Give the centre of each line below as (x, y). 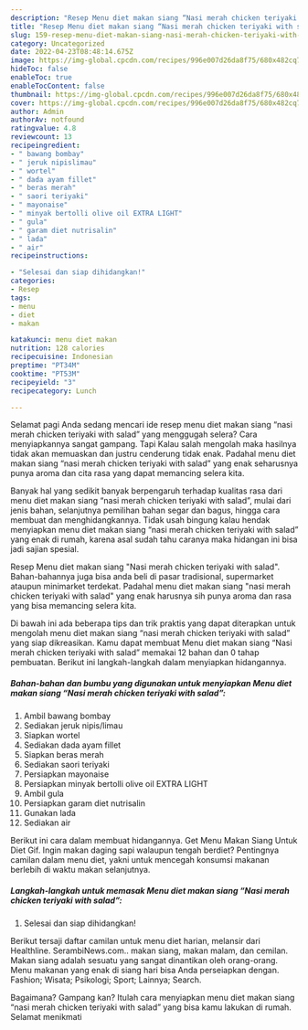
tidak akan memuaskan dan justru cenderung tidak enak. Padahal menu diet (153, 454)
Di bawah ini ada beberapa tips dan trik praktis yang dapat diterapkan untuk (153, 623)
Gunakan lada (50, 813)
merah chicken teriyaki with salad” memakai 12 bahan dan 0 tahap (135, 653)
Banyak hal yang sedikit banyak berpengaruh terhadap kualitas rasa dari (146, 491)
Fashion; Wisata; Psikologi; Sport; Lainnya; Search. (106, 980)
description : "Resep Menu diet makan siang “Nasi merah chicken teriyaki (154, 18)
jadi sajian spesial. (45, 549)
